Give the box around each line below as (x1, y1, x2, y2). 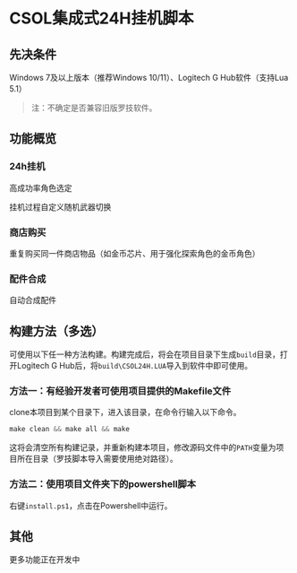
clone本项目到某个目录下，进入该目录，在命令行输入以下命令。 (9, 407, 242, 418)
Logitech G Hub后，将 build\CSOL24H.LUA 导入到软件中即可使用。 (16, 360, 253, 371)
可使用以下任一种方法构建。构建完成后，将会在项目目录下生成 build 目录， (9, 349, 280, 360)
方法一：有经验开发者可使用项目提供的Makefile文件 (9, 385, 232, 397)
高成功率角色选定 (9, 182, 72, 193)
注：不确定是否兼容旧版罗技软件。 (30, 102, 157, 113)
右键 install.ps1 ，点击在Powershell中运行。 (9, 499, 173, 511)
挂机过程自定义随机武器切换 (9, 201, 112, 212)
